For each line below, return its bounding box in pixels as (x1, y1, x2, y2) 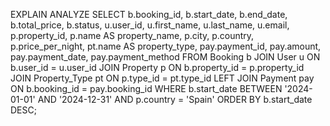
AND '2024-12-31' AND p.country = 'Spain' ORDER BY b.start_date (37, 94, 313, 105)
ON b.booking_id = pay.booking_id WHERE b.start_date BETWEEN (10, 83, 283, 94)
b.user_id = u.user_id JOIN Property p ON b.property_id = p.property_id (10, 62, 305, 73)
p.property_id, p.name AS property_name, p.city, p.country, (10, 30, 255, 41)
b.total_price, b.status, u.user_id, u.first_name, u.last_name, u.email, (10, 19, 290, 31)
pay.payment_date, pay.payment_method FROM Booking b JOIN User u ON (10, 51, 321, 63)
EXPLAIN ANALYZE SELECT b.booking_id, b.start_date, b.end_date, (10, 9, 288, 20)
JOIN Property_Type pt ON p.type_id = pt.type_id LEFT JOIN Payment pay (10, 72, 315, 84)
